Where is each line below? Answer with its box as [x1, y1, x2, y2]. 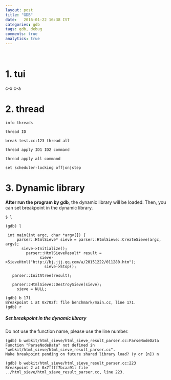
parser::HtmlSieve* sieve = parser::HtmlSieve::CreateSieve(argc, [16, 237, 161, 242]
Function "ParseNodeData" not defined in [5, 343, 95, 348]
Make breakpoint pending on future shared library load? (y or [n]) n [5, 351, 159, 357]
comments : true [5, 31, 38, 36]
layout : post [5, 7, 33, 13]
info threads [5, 120, 33, 125]
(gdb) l [5, 223, 22, 229]
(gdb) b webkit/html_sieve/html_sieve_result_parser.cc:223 [5, 360, 137, 366]
